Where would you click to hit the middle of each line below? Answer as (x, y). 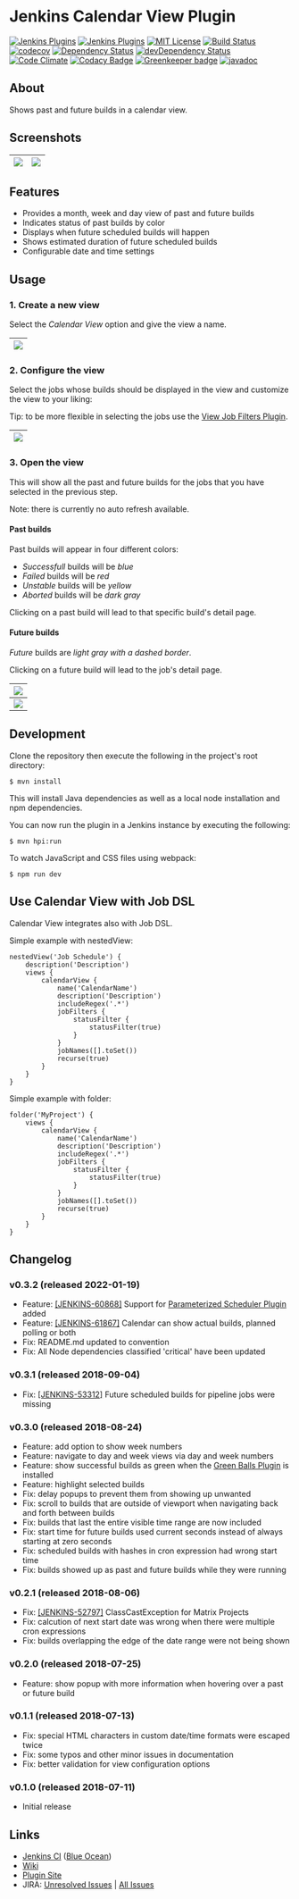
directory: (27, 765)
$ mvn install (36, 782)
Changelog (41, 1260)
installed (37, 1475)
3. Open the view (47, 463)
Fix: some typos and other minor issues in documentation (128, 1754)
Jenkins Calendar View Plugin (123, 17)
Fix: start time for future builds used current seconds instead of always (153, 1531)
